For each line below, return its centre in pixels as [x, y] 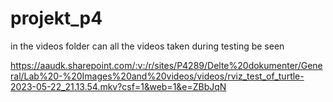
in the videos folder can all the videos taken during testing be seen [147, 46]
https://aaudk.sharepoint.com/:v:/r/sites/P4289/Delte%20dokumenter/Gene [166, 65]
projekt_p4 [56, 18]
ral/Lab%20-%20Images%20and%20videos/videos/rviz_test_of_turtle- [157, 76]
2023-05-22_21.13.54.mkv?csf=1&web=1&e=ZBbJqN [118, 86]
